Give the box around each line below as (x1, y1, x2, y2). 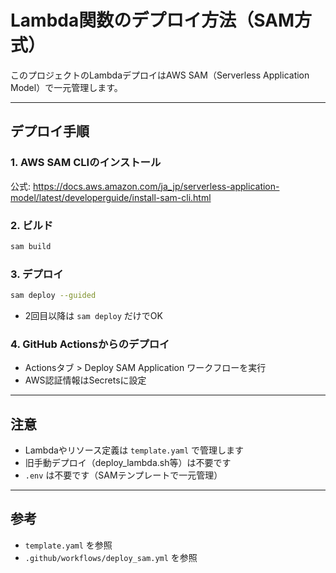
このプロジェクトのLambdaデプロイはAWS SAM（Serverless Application (10, 69, 310, 81)
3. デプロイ (10, 267, 64, 281)
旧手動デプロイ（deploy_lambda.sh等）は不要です (24, 457, 232, 469)
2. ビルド (10, 218, 54, 232)
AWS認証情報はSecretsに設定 (24, 374, 147, 386)
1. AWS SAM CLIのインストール (10, 156, 162, 170)
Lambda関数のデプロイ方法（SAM (10, 9, 295, 32)
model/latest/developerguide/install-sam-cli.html (10, 191, 212, 203)
